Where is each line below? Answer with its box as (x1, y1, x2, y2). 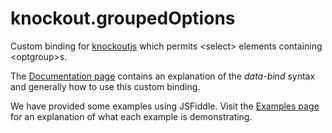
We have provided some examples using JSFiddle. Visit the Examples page (10, 100, 320, 112)
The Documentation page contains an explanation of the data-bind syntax (10, 70, 316, 82)
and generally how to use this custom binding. (10, 80, 201, 92)
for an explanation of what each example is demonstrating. (10, 110, 253, 122)
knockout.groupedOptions (10, 7, 236, 30)
